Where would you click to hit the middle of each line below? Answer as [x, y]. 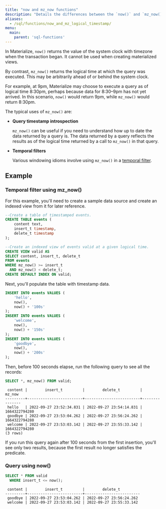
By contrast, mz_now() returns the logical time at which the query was [75, 71]
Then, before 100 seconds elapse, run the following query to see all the [78, 367]
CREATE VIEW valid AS [27, 252]
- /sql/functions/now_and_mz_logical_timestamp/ [61, 23]
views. [12, 62]
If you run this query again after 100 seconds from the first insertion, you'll [81, 442]
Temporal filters [29, 151]
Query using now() [28, 466]
